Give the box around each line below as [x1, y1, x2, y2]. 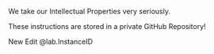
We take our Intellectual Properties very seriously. [8, 7, 170, 16]
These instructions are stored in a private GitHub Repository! [8, 22, 206, 31]
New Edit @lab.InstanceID [8, 37, 94, 46]
